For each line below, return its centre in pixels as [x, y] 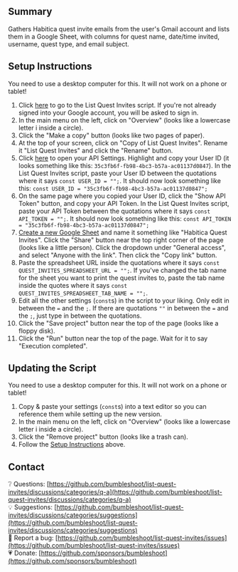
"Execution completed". [53, 345]
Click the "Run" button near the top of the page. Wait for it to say [113, 338]
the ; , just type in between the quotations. [80, 316]
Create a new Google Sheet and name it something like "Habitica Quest [123, 232]
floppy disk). [37, 331]
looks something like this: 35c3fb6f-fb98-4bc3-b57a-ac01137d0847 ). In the [125, 165]
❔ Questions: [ [28, 484]
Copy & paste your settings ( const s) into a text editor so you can [112, 407]
